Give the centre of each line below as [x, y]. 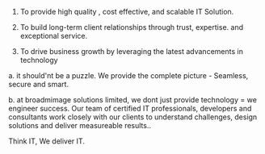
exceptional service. [54, 36]
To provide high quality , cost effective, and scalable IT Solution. [127, 12]
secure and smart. [39, 84]
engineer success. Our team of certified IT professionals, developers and [130, 108]
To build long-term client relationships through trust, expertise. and [132, 27]
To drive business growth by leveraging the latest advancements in [132, 51]
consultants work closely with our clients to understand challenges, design [133, 117]
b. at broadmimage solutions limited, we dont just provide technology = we [132, 100]
